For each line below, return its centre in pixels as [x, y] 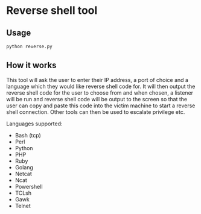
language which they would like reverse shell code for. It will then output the [101, 86]
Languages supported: [34, 124]
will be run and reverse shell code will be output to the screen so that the [97, 99]
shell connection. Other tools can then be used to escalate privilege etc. [96, 112]
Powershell [29, 186]
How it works [31, 65]
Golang [24, 167]
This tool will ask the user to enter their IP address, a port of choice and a [97, 80]
